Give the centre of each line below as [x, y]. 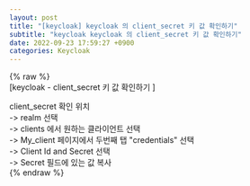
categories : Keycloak [50, 51]
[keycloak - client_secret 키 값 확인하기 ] [82, 87]
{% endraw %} [37, 173]
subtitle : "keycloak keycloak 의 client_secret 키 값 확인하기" [126, 34]
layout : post [34, 18]
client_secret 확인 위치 [49, 106]
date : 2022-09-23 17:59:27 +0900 [72, 43]
